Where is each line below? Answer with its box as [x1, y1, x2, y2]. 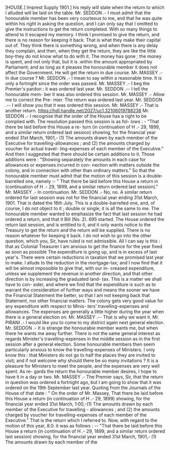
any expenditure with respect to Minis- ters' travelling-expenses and [5, 303, 149, 309]
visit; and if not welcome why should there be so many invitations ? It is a [5, 357, 159, 364]
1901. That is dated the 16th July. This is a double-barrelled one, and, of [5, 200, 155, 206]
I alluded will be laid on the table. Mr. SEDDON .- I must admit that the [5, 10, 151, 16]
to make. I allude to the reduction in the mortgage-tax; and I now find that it [5, 260, 163, 265]
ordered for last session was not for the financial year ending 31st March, [5, 194, 159, 200]
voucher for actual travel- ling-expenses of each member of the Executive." [5, 146, 164, 151]
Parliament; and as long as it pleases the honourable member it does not [5, 64, 157, 70]
